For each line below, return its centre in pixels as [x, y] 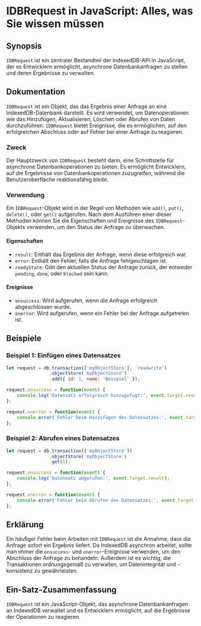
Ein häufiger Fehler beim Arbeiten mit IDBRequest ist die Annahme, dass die [99, 539]
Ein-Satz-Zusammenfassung [61, 590]
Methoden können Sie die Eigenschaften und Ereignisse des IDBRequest [94, 221]
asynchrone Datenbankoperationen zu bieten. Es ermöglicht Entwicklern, [96, 167]
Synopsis [24, 46]
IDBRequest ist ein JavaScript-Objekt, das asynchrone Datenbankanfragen [97, 604]
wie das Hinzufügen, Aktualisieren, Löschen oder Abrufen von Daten [91, 119]
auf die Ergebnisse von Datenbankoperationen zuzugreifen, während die [96, 173]
